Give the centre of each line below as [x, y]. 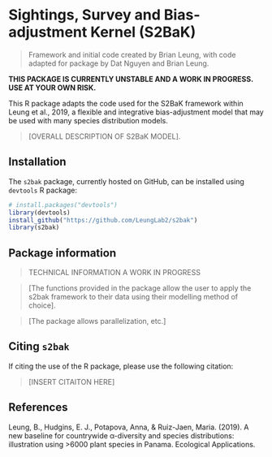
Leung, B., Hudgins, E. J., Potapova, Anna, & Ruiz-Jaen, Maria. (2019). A [129, 427]
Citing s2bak [39, 347]
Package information [62, 253]
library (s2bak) [34, 228]
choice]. [42, 305]
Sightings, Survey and [84, 15]
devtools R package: [43, 190]
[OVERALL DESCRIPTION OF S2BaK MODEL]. [104, 136]
